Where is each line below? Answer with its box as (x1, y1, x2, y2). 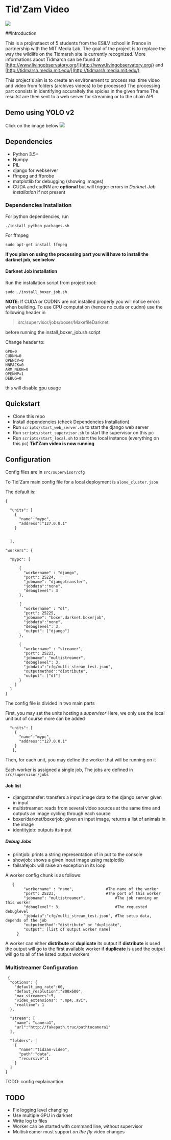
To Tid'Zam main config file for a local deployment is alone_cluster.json (5, 478, 158, 485)
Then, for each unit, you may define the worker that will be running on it (5, 756, 156, 763)
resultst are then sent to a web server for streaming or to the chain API (5, 93, 154, 99)
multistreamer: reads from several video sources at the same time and (12, 805, 161, 811)
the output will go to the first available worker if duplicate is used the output (5, 946, 165, 952)
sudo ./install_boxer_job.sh (5, 290, 67, 295)
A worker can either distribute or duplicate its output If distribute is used (5, 940, 160, 946)
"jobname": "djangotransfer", (23, 579, 88, 584)
